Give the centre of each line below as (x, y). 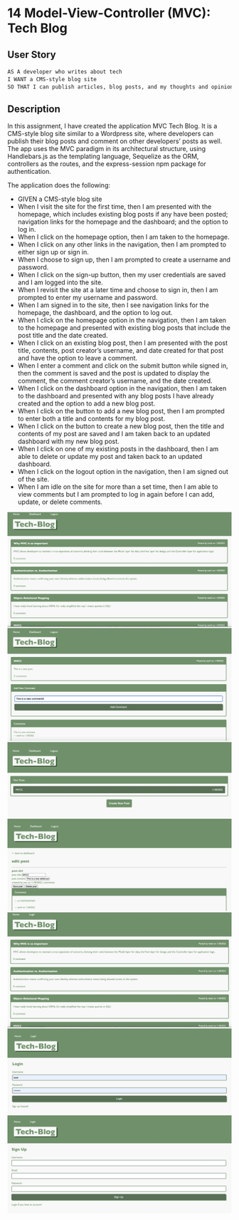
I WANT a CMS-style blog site (52, 79)
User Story (32, 55)
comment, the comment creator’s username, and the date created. (115, 381)
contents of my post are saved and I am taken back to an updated (114, 434)
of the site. (33, 480)
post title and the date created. (63, 336)
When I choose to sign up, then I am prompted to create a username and (124, 260)
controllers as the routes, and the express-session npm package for (107, 164)
